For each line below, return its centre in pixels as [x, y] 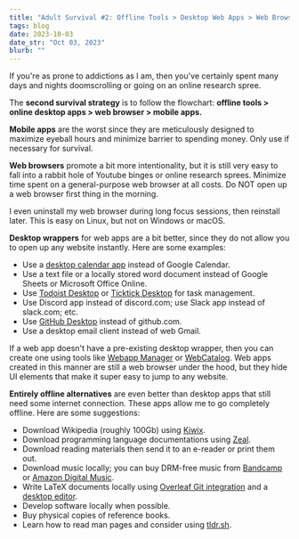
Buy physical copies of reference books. [96, 515]
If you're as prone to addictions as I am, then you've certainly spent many [144, 76]
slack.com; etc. [50, 312]
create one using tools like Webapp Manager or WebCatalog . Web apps [140, 358]
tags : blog [29, 26]
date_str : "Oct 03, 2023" [57, 42]
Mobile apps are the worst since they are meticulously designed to [132, 129]
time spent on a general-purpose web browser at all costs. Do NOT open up [148, 184]
